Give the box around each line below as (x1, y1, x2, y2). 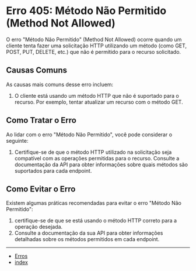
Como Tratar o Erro (6, 115, 77, 125)
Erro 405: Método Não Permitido (6, 4, 167, 18)
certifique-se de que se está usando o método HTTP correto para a (14, 217, 177, 224)
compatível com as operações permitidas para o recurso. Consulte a (14, 155, 180, 162)
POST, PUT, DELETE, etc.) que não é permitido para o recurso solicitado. (6, 48, 181, 55)
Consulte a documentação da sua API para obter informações (14, 229, 163, 236)
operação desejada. (14, 224, 63, 231)
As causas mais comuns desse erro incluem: (6, 81, 114, 88)
